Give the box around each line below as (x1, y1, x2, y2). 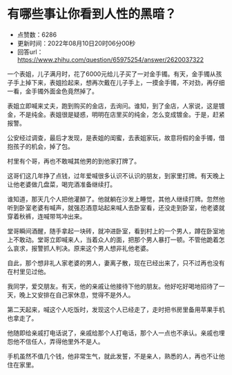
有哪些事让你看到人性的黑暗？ (7, 6, 177, 22)
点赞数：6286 (17, 30, 57, 39)
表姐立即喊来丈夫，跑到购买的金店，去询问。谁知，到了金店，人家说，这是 (7, 102, 219, 110)
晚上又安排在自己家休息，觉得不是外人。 (19, 291, 135, 299)
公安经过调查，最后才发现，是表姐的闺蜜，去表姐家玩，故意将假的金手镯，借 (7, 133, 225, 142)
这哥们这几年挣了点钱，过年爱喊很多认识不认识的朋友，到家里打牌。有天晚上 (7, 171, 225, 180)
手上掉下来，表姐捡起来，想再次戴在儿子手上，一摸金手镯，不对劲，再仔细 (12, 78, 225, 86)
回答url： (17, 48, 43, 56)
